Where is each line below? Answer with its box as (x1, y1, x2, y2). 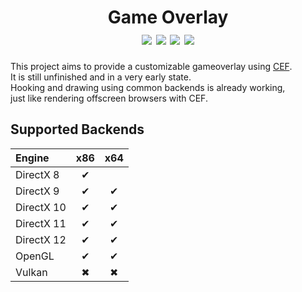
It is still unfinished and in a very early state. (10, 71, 192, 83)
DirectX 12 (15, 232, 67, 246)
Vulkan (15, 265, 48, 279)
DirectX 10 (15, 200, 67, 214)
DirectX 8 (15, 167, 60, 181)
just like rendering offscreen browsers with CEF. (10, 92, 208, 104)
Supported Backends (10, 121, 145, 138)
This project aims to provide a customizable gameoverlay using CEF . (10, 60, 293, 72)
